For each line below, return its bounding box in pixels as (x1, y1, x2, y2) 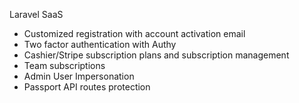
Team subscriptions (23, 60, 106, 71)
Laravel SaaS (9, 9, 64, 20)
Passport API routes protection (23, 81, 151, 93)
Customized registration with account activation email (23, 28, 246, 39)
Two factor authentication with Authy (23, 39, 177, 50)
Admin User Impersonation (23, 70, 135, 82)
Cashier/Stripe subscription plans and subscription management (23, 49, 290, 61)
